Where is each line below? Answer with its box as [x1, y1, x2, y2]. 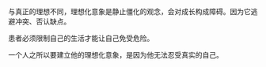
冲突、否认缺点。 [14, 17, 71, 26]
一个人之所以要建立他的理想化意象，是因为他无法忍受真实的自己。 [8, 50, 223, 59]
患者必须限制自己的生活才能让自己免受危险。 [8, 34, 154, 43]
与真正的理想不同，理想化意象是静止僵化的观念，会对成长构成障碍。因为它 [8, 7, 251, 16]
